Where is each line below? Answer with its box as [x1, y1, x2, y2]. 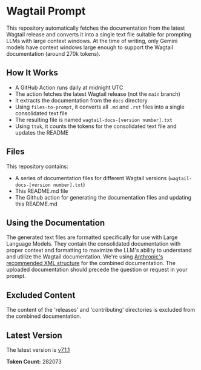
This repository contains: [6, 163, 68, 170]
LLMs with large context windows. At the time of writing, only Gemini [6, 37, 178, 44]
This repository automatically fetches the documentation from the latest [6, 24, 185, 32]
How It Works [6, 68, 59, 78]
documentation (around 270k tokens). [6, 50, 101, 57]
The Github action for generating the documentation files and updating [15, 193, 192, 201]
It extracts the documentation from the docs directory [15, 96, 148, 104]
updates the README [15, 129, 69, 136]
